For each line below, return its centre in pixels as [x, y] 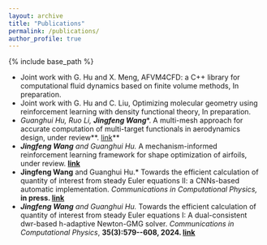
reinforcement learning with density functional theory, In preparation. [136, 112]
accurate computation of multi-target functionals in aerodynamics [130, 129]
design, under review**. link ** [70, 138]
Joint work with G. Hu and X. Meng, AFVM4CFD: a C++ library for [130, 77]
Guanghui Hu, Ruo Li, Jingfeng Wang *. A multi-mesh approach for [131, 120]
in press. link [42, 198]
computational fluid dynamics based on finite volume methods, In [129, 86]
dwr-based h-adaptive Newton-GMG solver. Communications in [127, 224]
